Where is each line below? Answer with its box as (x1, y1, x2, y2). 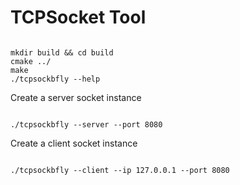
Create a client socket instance (10, 137, 138, 149)
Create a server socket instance (10, 91, 142, 103)
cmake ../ (10, 56, 52, 66)
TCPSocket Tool (10, 6, 147, 29)
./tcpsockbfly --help (10, 74, 101, 84)
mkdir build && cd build (10, 47, 114, 58)
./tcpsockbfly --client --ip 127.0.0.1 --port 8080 (10, 165, 230, 175)
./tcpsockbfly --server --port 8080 (10, 119, 163, 130)
